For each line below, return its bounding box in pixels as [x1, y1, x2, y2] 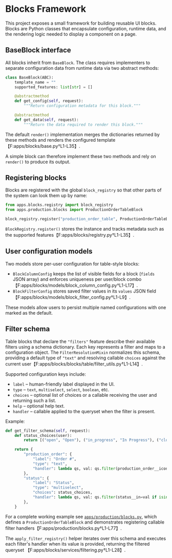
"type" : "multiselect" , [32, 485, 83, 490]
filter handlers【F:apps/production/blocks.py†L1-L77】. [5, 525, 122, 531]
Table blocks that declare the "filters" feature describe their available [5, 338, 155, 344]
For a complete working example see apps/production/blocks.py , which [5, 513, 157, 519]
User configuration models [5, 247, 93, 256]
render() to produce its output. [5, 159, 71, 165]
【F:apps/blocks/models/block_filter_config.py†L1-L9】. [12, 294, 131, 300]
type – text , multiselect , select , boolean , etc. [12, 386, 110, 393]
